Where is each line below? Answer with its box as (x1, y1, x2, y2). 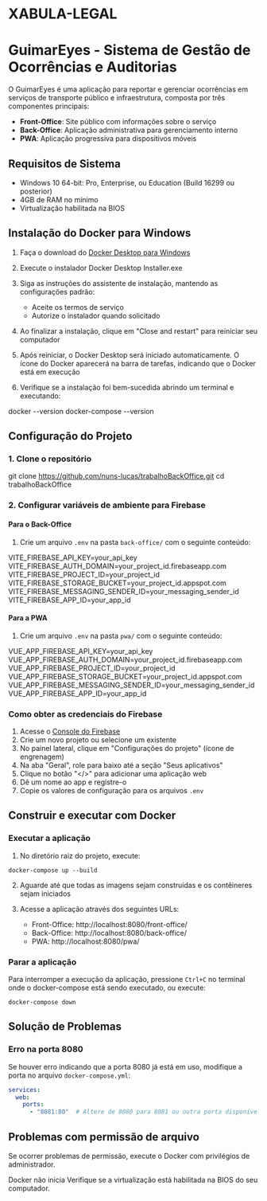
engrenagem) (19, 752, 65, 761)
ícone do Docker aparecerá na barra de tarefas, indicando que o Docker (19, 358, 257, 368)
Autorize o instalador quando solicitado (31, 311, 161, 320)
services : (8, 1086, 41, 1093)
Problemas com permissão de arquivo (8, 1130, 200, 1144)
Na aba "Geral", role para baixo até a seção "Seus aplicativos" (19, 761, 224, 770)
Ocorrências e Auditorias (8, 58, 177, 76)
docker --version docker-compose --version (8, 406, 155, 416)
